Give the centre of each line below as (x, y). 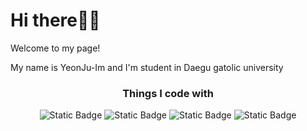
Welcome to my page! (55, 48)
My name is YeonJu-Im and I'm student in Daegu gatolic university (147, 67)
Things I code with (168, 93)
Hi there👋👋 (55, 20)
